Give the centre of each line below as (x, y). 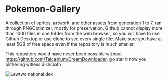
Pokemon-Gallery (43, 9)
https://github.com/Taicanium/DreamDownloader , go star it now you (76, 59)
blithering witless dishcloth (33, 64)
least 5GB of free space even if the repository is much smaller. (70, 44)
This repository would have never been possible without (64, 54)
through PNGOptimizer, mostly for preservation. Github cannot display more (84, 28)
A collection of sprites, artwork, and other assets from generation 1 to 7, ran (84, 23)
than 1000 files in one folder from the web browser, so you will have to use (82, 33)
